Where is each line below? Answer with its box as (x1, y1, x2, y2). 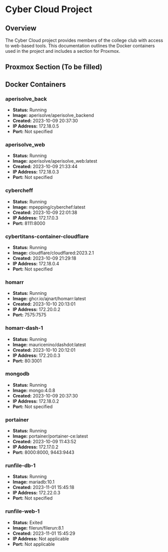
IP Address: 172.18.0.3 (12, 169, 59, 175)
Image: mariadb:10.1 (12, 479, 55, 485)
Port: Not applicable (12, 541, 55, 547)
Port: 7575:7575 (12, 312, 47, 318)
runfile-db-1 (5, 462, 36, 469)
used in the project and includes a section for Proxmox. (5, 48, 120, 54)
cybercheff (5, 187, 33, 194)
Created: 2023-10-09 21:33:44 (12, 164, 77, 170)
